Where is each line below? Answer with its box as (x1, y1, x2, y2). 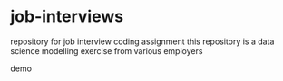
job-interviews (10, 6, 124, 27)
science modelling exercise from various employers (10, 45, 203, 56)
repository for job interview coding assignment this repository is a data (10, 36, 275, 47)
